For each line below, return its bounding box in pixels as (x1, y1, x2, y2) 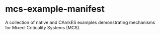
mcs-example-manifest (5, 3, 105, 15)
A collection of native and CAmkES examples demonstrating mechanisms (5, 19, 156, 25)
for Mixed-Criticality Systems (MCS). (5, 24, 80, 30)
